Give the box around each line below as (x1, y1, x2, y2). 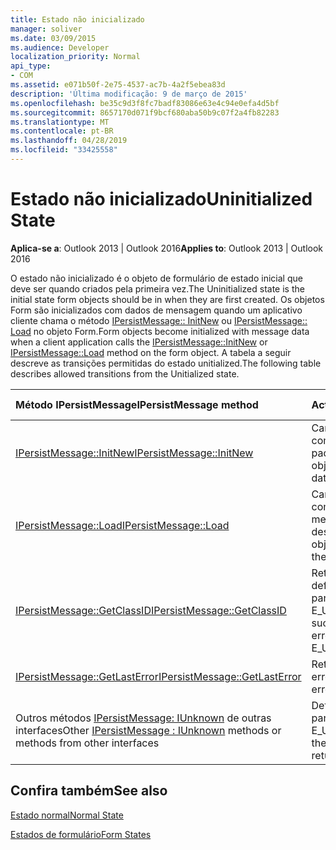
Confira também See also (10, 782, 168, 800)
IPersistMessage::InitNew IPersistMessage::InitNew (15, 446, 254, 460)
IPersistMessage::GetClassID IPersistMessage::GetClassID (15, 603, 287, 617)
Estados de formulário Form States (10, 828, 152, 840)
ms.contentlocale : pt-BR (10, 126, 114, 136)
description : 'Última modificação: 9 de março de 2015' (10, 89, 248, 99)
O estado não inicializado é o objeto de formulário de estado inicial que (10, 272, 303, 284)
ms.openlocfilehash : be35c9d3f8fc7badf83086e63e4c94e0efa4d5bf (10, 98, 280, 108)
